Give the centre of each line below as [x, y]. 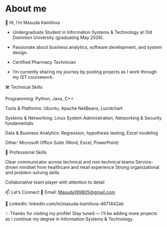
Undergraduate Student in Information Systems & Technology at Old [82, 32]
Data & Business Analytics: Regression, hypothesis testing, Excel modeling [82, 133]
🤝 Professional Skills [26, 152]
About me [26, 9]
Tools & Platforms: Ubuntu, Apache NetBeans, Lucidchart [64, 108]
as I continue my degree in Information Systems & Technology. [69, 219]
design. [20, 52]
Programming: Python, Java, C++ [39, 98]
